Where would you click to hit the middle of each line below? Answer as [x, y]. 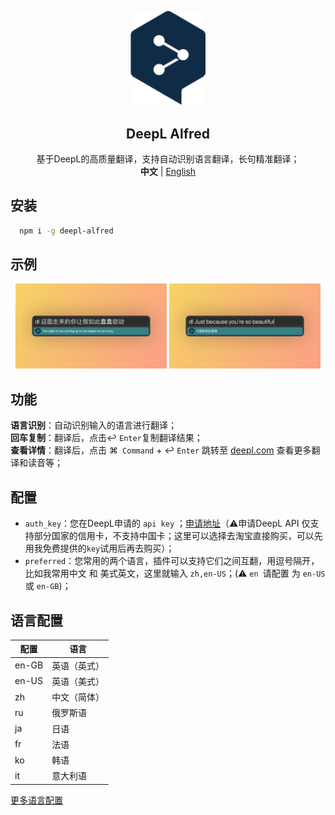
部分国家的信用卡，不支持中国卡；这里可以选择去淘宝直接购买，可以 [174, 536]
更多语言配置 [36, 800]
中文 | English [168, 171]
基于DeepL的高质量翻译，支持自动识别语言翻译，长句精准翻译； [168, 158]
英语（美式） [78, 681]
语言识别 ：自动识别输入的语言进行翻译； [93, 425]
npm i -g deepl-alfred [66, 231]
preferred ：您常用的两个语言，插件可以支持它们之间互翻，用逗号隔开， [172, 561]
